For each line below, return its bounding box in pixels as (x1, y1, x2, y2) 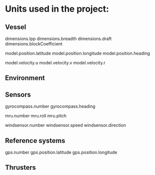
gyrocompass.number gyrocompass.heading (5, 103, 96, 109)
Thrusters (5, 163, 36, 172)
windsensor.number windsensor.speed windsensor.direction (5, 122, 126, 128)
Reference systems (5, 136, 66, 145)
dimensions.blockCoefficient (5, 41, 62, 47)
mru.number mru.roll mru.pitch (5, 113, 67, 119)
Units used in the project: (5, 3, 109, 15)
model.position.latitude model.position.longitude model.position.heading (5, 50, 150, 56)
